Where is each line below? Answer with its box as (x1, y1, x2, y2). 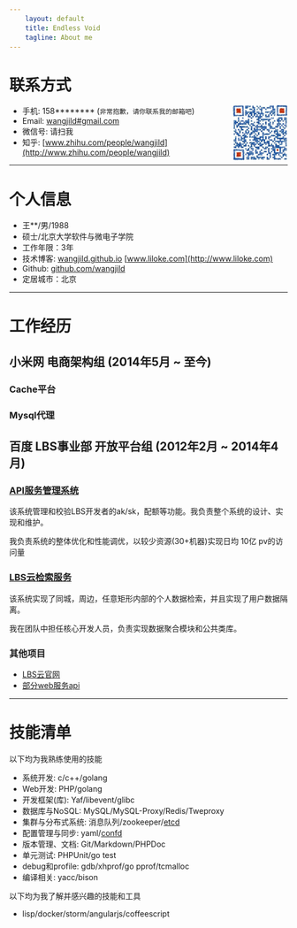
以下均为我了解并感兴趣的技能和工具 (9, 890, 141, 901)
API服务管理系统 (9, 484, 80, 496)
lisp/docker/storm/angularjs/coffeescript (21, 908, 170, 919)
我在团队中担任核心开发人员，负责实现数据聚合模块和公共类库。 (9, 623, 241, 633)
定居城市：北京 (21, 274, 77, 285)
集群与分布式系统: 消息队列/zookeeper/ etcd (21, 817, 180, 827)
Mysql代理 (9, 409, 55, 421)
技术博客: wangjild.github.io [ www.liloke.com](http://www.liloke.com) (21, 253, 274, 265)
